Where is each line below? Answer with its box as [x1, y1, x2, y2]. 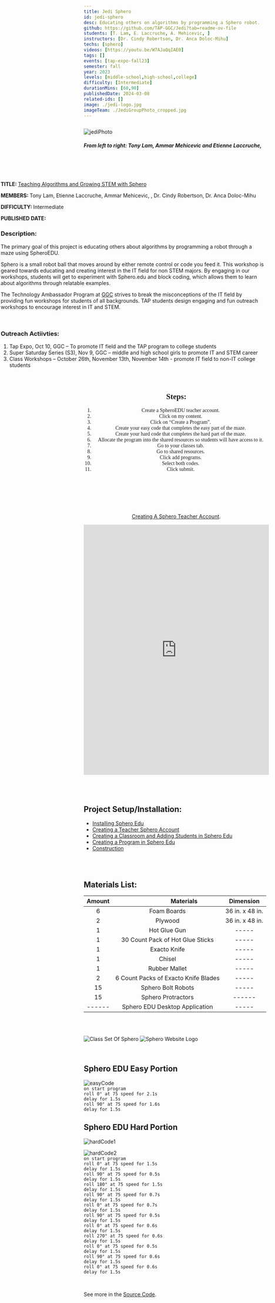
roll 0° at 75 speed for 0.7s [83, 1202, 158, 1208]
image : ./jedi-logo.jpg [83, 101, 142, 108]
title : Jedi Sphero [83, 8, 132, 15]
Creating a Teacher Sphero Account [92, 826, 180, 833]
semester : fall [83, 63, 121, 69]
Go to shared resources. [156, 449, 205, 455]
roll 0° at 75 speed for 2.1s [83, 1090, 158, 1097]
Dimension [229, 897, 260, 905]
